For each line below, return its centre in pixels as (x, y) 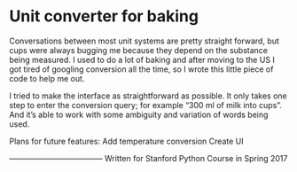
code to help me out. (47, 78)
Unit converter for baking (104, 16)
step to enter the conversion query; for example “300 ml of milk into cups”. (145, 105)
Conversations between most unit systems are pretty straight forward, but (144, 41)
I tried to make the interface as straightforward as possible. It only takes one (148, 96)
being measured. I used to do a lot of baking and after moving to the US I (142, 59)
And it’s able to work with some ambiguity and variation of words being (139, 114)
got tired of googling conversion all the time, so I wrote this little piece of (141, 69)
